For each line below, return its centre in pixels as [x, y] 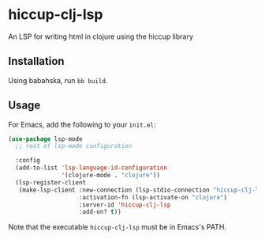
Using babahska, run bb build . [58, 80]
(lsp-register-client [51, 182]
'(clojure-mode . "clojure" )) [110, 176]
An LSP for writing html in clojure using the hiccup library [101, 36]
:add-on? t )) [100, 212]
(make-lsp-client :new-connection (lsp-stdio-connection [114, 190]
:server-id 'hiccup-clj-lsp [125, 205]
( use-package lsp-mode [45, 139]
